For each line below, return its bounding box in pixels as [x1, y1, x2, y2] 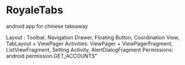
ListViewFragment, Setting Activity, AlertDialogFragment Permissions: [6, 46, 174, 53]
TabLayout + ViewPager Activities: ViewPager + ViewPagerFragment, [6, 40, 173, 47]
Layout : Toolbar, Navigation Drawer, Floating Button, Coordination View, [6, 34, 180, 41]
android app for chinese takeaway [6, 23, 88, 30]
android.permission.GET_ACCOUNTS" [6, 52, 97, 59]
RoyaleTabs [6, 3, 63, 17]
